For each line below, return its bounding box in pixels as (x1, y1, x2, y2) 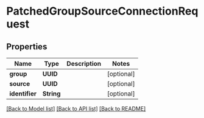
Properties (6, 41, 47, 52)
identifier (9, 89, 37, 98)
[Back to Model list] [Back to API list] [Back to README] (6, 105, 146, 112)
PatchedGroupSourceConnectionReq (6, 4, 199, 18)
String (42, 89, 61, 98)
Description (66, 60, 102, 68)
